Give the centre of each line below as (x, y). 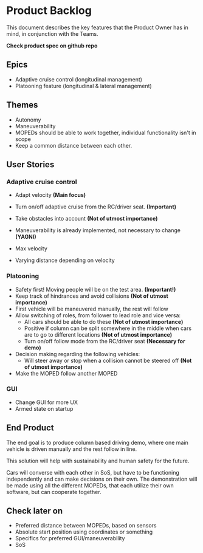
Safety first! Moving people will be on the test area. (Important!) (95, 289)
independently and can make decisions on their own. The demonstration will (102, 479)
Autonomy (28, 120)
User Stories (30, 164)
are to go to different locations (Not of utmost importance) (98, 334)
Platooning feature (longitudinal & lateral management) (83, 86)
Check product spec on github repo (52, 46)
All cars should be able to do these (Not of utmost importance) (104, 321)
